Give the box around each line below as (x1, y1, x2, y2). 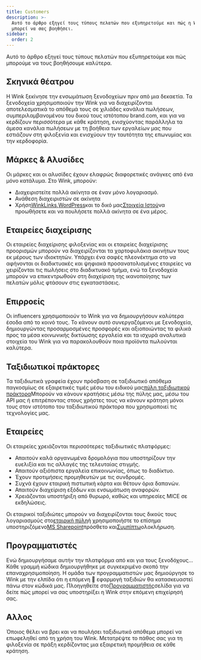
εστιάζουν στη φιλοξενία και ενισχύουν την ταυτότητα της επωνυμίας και (6, 131, 191, 138)
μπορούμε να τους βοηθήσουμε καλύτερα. (6, 59, 112, 67)
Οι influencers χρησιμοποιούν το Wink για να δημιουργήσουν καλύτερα (6, 312, 184, 320)
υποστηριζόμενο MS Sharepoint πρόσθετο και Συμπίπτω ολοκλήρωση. (6, 523, 175, 531)
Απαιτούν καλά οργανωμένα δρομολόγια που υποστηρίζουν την (14, 454, 176, 462)
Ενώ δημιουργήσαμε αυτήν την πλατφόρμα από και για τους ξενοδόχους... (6, 556, 193, 563)
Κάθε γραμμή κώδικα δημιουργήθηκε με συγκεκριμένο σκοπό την (6, 563, 169, 570)
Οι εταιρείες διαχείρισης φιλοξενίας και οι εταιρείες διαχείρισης (6, 241, 169, 248)
